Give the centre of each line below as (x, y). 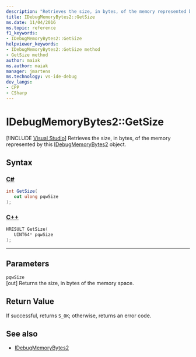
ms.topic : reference (31, 28)
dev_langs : (19, 82)
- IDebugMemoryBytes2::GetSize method (53, 50)
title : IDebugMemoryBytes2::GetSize (50, 17)
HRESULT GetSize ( (27, 229)
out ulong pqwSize (36, 197)
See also (22, 334)
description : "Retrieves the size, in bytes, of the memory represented (96, 11)
